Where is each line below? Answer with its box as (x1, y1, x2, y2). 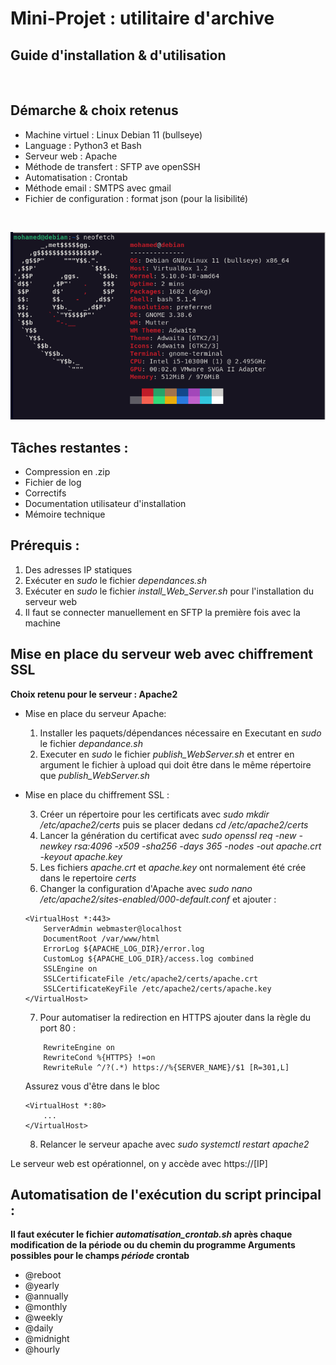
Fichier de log (24, 476, 82, 488)
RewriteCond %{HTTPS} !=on (43, 1052, 156, 1062)
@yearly (24, 1280, 60, 1292)
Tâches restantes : (10, 439, 129, 456)
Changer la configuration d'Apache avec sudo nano (39, 882, 253, 894)
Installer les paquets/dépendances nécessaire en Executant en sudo (39, 727, 322, 739)
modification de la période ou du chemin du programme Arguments (10, 1239, 296, 1251)
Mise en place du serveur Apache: (24, 707, 167, 719)
